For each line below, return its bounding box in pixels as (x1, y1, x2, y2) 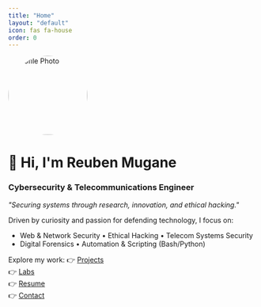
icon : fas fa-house (8, 26, 73, 34)
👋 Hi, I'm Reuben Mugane (8, 153, 177, 172)
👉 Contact (8, 290, 45, 300)
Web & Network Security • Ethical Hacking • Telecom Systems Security (19, 230, 253, 240)
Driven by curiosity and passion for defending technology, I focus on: (8, 215, 234, 225)
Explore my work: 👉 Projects (8, 255, 104, 264)
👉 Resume (8, 279, 46, 288)
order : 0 (8, 33, 37, 42)
